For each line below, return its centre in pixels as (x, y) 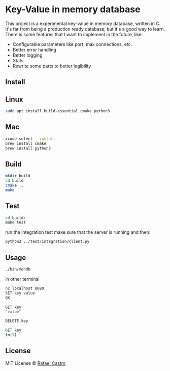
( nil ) (11, 335)
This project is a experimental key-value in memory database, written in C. (83, 23)
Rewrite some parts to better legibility (52, 66)
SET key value (20, 293)
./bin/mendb (18, 269)
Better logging (27, 55)
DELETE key (17, 321)
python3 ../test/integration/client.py (47, 242)
